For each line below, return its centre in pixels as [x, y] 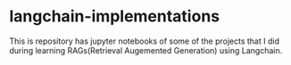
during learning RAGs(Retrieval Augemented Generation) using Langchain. [146, 50]
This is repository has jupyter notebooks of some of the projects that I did [144, 41]
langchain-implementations [115, 16]
